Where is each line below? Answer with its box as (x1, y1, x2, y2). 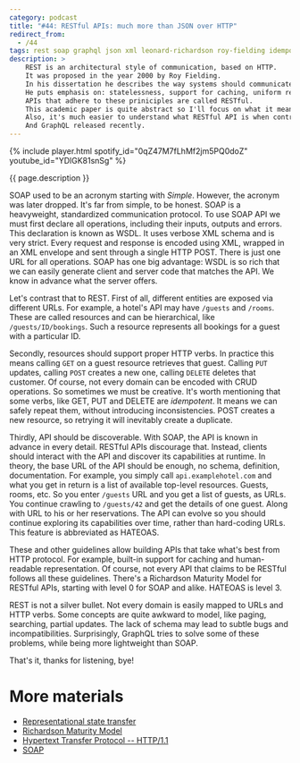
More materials (9, 686, 124, 707)
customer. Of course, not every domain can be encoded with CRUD (9, 377, 257, 387)
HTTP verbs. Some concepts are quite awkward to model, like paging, (9, 609, 267, 620)
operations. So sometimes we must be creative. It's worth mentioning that (9, 386, 281, 396)
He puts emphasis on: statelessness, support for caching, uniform (25, 88, 281, 97)
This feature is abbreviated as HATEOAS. (9, 527, 160, 538)
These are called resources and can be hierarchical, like (9, 312, 216, 322)
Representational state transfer (21, 716, 137, 726)
